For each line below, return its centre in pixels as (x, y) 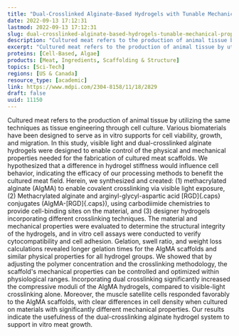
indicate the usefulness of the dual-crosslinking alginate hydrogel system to (118, 317)
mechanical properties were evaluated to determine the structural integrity (116, 226)
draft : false (27, 93)
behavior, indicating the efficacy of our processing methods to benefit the (116, 173)
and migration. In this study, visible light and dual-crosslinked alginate (110, 143)
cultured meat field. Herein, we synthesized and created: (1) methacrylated (117, 181)
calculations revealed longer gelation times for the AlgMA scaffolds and (112, 249)
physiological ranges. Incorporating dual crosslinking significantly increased (119, 279)
